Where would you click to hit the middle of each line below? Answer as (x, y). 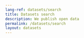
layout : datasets (23, 28)
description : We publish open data (42, 19)
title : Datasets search (30, 14)
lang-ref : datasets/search (33, 10)
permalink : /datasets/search (35, 23)
